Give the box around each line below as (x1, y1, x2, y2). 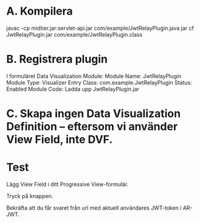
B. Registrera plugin (6, 52, 108, 66)
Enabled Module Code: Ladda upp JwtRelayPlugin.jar (6, 85, 140, 93)
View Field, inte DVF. (6, 133, 113, 147)
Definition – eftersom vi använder (6, 120, 178, 133)
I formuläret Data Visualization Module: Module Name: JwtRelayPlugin (6, 72, 182, 80)
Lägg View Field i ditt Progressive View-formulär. (6, 181, 129, 188)
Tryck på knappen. (6, 193, 53, 199)
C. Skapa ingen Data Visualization (6, 107, 181, 121)
